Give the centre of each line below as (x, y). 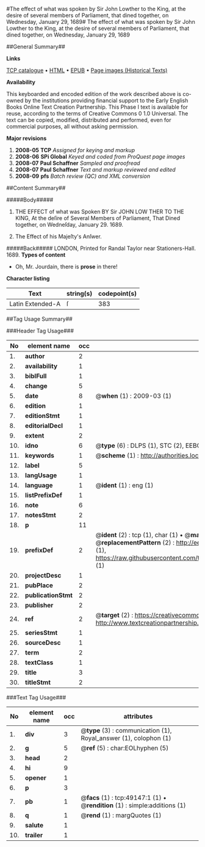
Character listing (28, 278)
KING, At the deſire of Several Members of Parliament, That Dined (98, 218)
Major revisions (27, 138)
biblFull (36, 376)
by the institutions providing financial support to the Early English (106, 101)
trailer (34, 835)
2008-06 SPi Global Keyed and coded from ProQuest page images (100, 156)
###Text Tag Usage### (36, 697)
